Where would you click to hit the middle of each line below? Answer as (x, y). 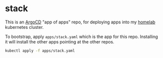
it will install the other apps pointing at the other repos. (60, 41)
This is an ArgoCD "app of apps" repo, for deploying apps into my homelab (80, 22)
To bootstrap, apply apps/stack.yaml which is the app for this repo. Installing (81, 37)
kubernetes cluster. (24, 27)
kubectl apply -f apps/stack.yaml (40, 51)
